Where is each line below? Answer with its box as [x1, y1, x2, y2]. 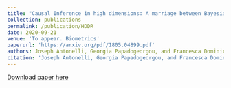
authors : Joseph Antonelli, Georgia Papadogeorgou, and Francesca [7, 48, 201, 55]
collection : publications [7, 16, 81, 23]
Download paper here [7, 73, 69, 81]
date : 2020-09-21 [7, 29, 57, 36]
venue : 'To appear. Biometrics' [7, 35, 100, 42]
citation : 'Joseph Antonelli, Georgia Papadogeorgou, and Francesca [7, 55, 208, 61]
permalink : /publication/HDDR [7, 23, 94, 29]
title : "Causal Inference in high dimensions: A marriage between [7, 10, 201, 17]
